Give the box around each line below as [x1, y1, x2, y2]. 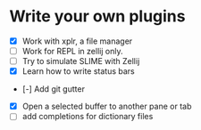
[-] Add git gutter [21, 84, 85, 94]
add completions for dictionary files [21, 111, 154, 122]
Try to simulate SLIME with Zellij [21, 56, 140, 67]
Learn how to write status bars [21, 66, 136, 77]
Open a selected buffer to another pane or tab [21, 101, 192, 112]
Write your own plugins [9, 6, 186, 27]
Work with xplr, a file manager [21, 36, 133, 46]
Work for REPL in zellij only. [21, 46, 123, 56]
